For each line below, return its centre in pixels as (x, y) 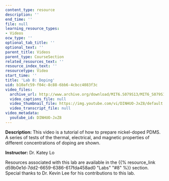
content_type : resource (30, 10)
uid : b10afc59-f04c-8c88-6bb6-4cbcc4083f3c (52, 85)
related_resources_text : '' (35, 62)
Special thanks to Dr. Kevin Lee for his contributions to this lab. (70, 173)
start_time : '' (21, 76)
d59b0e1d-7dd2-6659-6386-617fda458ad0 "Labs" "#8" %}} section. (77, 167)
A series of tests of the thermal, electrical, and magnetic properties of (77, 137)
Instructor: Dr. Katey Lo (30, 152)
